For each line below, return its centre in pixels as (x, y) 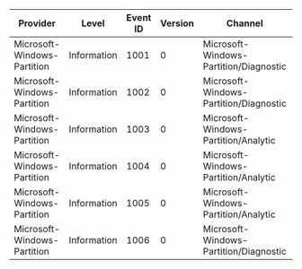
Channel (244, 23)
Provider (36, 23)
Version (178, 23)
